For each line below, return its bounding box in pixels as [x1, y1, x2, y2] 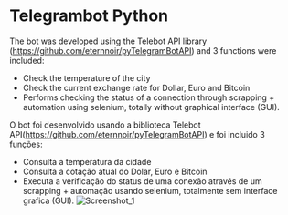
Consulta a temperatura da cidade [22, 156, 152, 167]
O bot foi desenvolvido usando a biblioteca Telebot [9, 119, 201, 130]
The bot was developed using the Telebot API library [9, 36, 208, 46]
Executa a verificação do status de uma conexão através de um [22, 175, 262, 187]
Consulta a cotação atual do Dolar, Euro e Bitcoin [22, 166, 208, 177]
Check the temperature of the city [22, 72, 151, 83]
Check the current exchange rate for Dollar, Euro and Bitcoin [22, 82, 251, 93]
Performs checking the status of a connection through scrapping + [22, 92, 275, 103]
